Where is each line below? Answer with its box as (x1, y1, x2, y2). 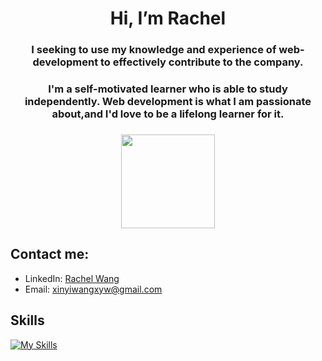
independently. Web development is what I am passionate (24, 95, 312, 109)
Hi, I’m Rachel (109, 7, 227, 30)
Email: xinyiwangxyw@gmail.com (24, 283, 163, 295)
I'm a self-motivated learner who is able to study (48, 82, 288, 96)
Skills (10, 312, 45, 329)
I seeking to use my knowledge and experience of (31, 43, 277, 57)
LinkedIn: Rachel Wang (24, 272, 120, 284)
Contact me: (10, 246, 90, 263)
